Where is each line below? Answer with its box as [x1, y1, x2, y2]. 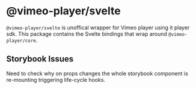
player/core [6, 38, 36, 44]
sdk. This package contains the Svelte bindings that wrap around [6, 30, 167, 37]
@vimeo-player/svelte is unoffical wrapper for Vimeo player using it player [6, 24, 190, 31]
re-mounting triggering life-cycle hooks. [6, 76, 106, 83]
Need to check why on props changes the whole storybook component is [6, 70, 188, 77]
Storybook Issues [6, 54, 74, 64]
